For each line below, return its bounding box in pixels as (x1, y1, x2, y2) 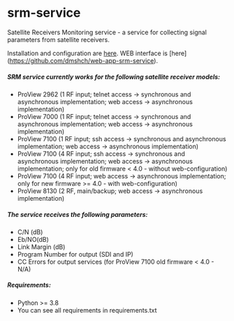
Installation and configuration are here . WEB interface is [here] (7, 49, 187, 57)
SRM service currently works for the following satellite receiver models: (7, 72, 221, 81)
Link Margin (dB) (17, 243, 66, 251)
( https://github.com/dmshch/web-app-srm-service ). (7, 56, 159, 64)
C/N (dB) (17, 227, 43, 236)
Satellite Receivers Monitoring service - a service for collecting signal (7, 28, 207, 36)
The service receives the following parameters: (7, 210, 148, 218)
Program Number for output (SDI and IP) (17, 250, 134, 258)
